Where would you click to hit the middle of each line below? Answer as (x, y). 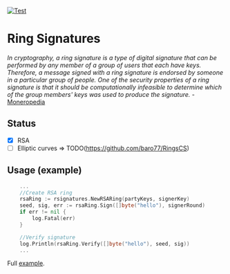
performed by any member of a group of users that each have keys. (104, 65)
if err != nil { (43, 212)
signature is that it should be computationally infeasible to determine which (115, 87)
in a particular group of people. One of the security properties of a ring (108, 80)
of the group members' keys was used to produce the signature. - (101, 94)
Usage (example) (45, 171)
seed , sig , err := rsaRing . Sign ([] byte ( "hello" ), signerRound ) (113, 205)
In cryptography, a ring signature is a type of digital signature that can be (112, 57)
